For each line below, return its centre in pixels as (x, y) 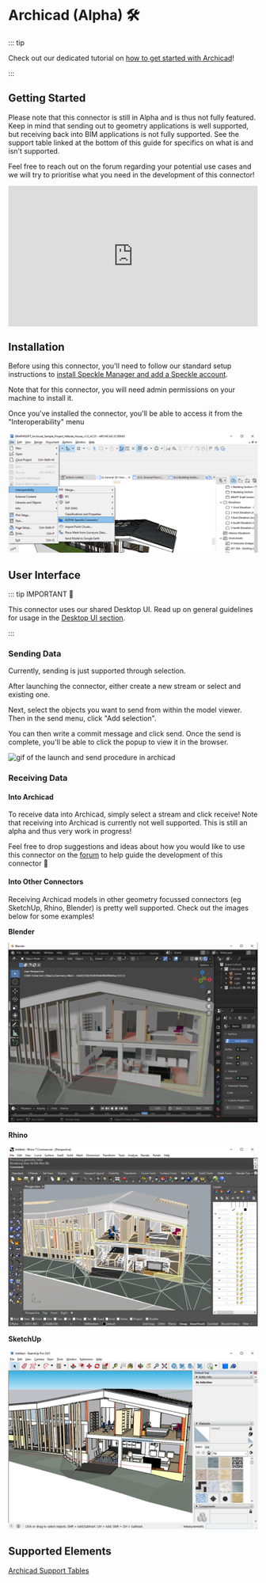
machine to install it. (41, 398)
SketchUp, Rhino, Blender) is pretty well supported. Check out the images (129, 908)
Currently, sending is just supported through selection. (97, 671)
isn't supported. (34, 150)
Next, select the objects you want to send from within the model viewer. (125, 710)
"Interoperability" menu (46, 422)
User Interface (45, 575)
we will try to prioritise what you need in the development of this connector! (131, 174)
